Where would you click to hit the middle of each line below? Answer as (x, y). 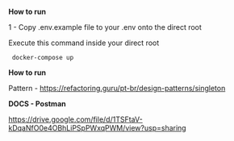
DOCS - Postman (37, 104)
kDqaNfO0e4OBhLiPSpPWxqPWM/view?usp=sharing (98, 128)
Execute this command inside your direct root (84, 43)
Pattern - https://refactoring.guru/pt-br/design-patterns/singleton (117, 88)
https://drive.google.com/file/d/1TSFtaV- (75, 119)
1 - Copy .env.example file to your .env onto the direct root (105, 27)
